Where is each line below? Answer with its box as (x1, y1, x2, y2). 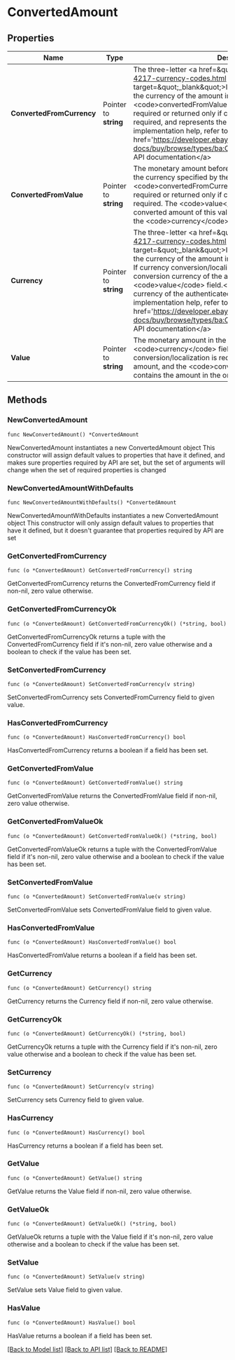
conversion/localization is (133, 353, 218, 362)
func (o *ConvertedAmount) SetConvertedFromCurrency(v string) (7, 680, 196, 687)
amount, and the (133, 362, 187, 371)
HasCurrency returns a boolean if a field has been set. (7, 1141, 164, 1150)
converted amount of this (133, 207, 216, 217)
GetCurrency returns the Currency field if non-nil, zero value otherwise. (7, 996, 213, 1005)
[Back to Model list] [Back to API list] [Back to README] (7, 1345, 168, 1353)
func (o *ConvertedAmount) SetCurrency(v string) (7, 1083, 155, 1090)
